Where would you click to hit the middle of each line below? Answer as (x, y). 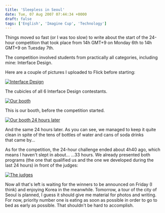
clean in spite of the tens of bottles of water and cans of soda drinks (74, 135)
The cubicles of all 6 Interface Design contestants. (56, 91)
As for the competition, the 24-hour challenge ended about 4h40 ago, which (83, 150)
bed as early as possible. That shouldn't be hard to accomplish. (69, 206)
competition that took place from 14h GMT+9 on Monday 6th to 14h (84, 43)
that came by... (20, 140)
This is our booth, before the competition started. (55, 110)
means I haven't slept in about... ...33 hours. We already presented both (78, 155)
